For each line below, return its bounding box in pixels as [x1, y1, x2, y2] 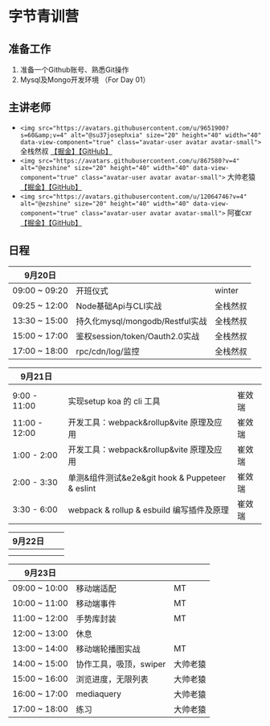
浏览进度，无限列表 [76, 674, 149, 685]
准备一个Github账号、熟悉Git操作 [19, 65, 129, 74]
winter [215, 284, 239, 296]
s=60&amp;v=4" [19, 131, 67, 139]
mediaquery [76, 688, 122, 699]
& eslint [67, 483, 96, 494]
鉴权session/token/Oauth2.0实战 [76, 330, 199, 342]
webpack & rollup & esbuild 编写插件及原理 [67, 504, 229, 516]
